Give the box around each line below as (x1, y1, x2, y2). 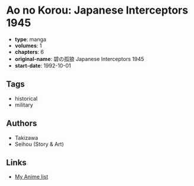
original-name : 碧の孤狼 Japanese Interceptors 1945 (14, 55, 144, 62)
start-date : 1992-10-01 (14, 62, 71, 69)
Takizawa (14, 134, 39, 141)
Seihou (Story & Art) (14, 140, 64, 147)
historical (14, 95, 37, 102)
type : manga (14, 36, 46, 43)
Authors (6, 118, 37, 129)
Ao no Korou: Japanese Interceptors (6, 4, 189, 17)
